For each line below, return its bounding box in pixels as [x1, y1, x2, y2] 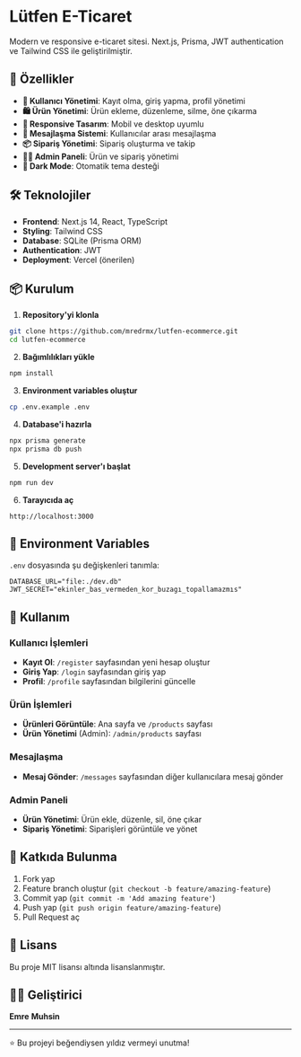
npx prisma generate [9, 436, 87, 445]
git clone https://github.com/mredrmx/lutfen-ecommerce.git [9, 327, 239, 336]
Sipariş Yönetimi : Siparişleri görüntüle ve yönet [21, 824, 198, 834]
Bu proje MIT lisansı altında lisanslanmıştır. [9, 961, 166, 972]
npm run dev [9, 478, 54, 487]
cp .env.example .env [9, 402, 90, 411]
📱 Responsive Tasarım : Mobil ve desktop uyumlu [21, 119, 204, 129]
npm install [9, 369, 54, 378]
